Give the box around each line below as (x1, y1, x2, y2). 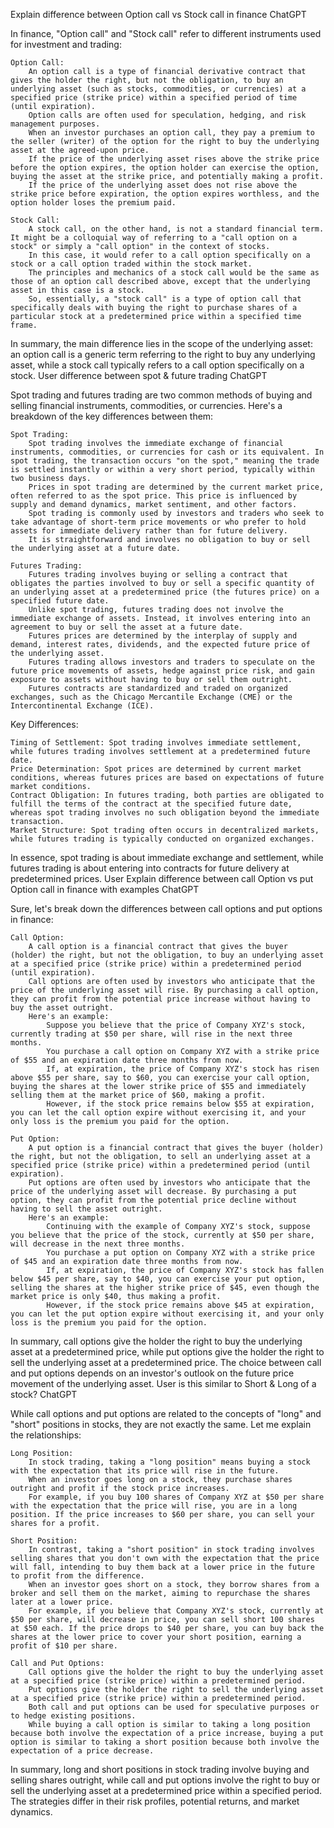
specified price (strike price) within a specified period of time (10, 93, 298, 103)
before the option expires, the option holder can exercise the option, (10, 163, 320, 173)
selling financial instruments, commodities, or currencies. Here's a (10, 400, 283, 411)
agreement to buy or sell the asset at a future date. (10, 622, 244, 632)
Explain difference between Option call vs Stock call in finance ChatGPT (10, 9, 307, 20)
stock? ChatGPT (10, 1389, 78, 1400)
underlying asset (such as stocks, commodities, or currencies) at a (10, 84, 307, 94)
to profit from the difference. (10, 1571, 145, 1581)
